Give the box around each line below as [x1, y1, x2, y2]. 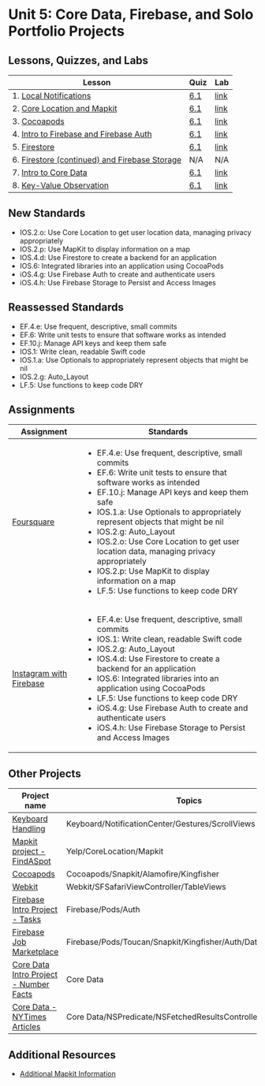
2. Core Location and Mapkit [12, 103, 118, 113]
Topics [176, 795, 203, 806]
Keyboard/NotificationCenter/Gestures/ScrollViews [65, 818, 256, 829]
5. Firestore [12, 142, 55, 152]
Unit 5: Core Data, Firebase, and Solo [8, 6, 254, 24]
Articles [12, 1021, 41, 1032]
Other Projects [8, 767, 81, 780]
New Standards [8, 206, 86, 220]
